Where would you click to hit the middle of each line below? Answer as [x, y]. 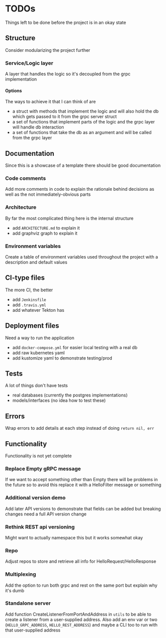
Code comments [26, 178]
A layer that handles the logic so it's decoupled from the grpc [68, 74]
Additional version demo [35, 498]
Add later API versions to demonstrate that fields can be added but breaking [83, 509]
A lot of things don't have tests [37, 385]
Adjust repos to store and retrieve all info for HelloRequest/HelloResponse [81, 561]
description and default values [36, 262]
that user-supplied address [33, 630]
